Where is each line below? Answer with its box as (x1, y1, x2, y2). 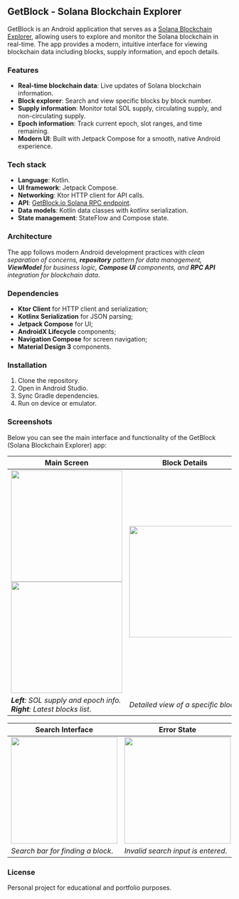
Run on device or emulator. (17, 399, 97, 408)
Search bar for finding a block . (11, 846, 114, 856)
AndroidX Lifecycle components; (17, 327, 117, 336)
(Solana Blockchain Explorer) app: (7, 441, 107, 449)
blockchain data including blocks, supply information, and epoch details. (7, 47, 220, 56)
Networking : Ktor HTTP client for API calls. (17, 191, 144, 200)
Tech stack (7, 160, 46, 170)
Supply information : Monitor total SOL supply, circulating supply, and (17, 104, 222, 113)
